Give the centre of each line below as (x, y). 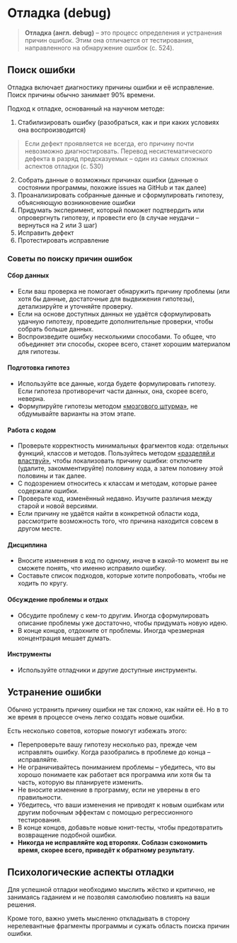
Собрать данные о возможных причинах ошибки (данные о (108, 180)
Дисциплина (27, 545)
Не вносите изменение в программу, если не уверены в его (109, 790)
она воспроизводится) (52, 130)
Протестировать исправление (63, 240)
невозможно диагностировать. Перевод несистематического (118, 151)
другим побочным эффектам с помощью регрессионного (105, 812)
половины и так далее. (52, 476)
